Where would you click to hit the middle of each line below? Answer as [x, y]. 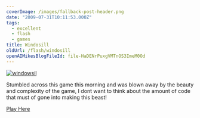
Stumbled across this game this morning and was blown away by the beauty [100, 85]
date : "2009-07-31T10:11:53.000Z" [49, 17]
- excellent [27, 28]
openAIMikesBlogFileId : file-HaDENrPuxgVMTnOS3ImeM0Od [76, 56]
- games [21, 39]
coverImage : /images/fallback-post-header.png [65, 12]
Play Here [18, 108]
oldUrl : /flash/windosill [38, 51]
